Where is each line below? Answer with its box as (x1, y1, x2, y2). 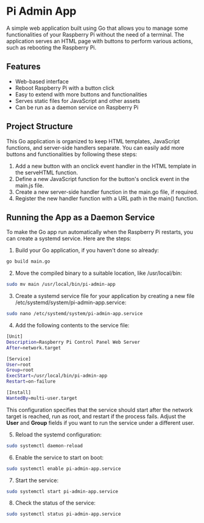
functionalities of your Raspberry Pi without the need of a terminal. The (6, 30, 185, 38)
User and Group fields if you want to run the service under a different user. (6, 419, 195, 426)
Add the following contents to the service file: (15, 322, 130, 329)
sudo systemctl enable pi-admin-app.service (6, 465, 121, 472)
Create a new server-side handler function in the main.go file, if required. (15, 188, 199, 196)
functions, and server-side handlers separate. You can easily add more (6, 144, 185, 151)
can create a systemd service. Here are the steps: (6, 235, 132, 242)
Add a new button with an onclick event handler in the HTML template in (15, 162, 197, 169)
